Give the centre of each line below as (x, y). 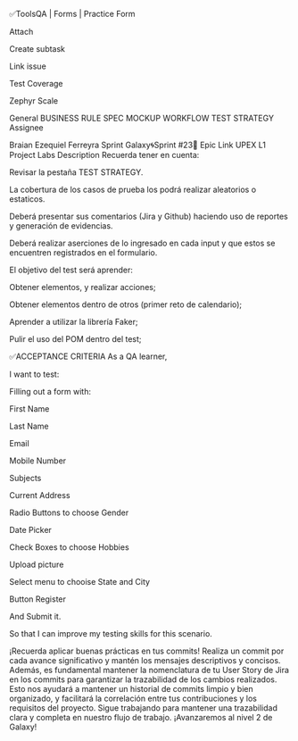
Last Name (29, 426)
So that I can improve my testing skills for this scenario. (111, 633)
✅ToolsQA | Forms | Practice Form (72, 14)
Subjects (25, 478)
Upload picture (37, 564)
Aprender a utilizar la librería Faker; (74, 322)
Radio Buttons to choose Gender (69, 512)
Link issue (28, 66)
